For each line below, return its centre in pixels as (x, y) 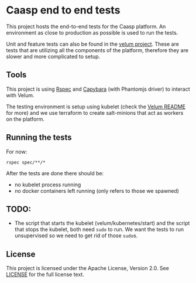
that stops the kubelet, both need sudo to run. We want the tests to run (99, 230)
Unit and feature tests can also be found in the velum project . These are (93, 44)
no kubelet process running (48, 185)
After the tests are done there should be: (55, 173)
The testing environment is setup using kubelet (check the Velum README (96, 107)
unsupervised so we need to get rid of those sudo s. (76, 236)
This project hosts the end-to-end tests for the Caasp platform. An (86, 26)
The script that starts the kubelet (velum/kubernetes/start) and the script (102, 223)
